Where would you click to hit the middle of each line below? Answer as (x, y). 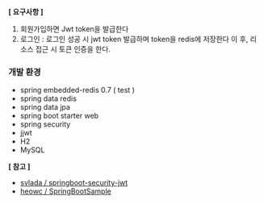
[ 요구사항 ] (26, 12)
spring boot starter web (59, 116)
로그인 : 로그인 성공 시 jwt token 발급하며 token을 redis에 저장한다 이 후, (134, 39)
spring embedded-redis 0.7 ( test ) (78, 90)
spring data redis (48, 98)
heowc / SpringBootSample (65, 191)
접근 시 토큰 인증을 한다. (73, 49)
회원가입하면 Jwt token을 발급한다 (74, 29)
